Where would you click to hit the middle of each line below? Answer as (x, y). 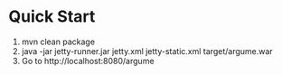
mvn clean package (58, 42)
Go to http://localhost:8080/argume (88, 61)
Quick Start (52, 17)
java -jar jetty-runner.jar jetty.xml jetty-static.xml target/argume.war (147, 51)
